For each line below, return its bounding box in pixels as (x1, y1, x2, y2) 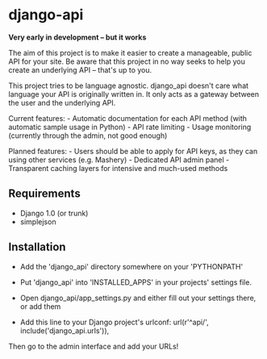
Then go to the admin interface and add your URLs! (8, 341, 179, 351)
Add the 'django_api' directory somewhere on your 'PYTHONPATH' (19, 261, 244, 271)
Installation (8, 240, 66, 254)
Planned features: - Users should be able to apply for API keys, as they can (8, 146, 258, 156)
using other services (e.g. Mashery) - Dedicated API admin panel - (8, 155, 230, 165)
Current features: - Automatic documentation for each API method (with (8, 113, 248, 123)
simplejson (19, 216, 56, 227)
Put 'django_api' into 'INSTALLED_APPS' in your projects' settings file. (19, 277, 252, 287)
